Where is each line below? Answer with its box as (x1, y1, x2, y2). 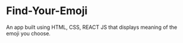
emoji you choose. (6, 29, 51, 37)
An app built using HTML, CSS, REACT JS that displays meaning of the (6, 24, 178, 31)
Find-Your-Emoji (6, 4, 88, 18)
